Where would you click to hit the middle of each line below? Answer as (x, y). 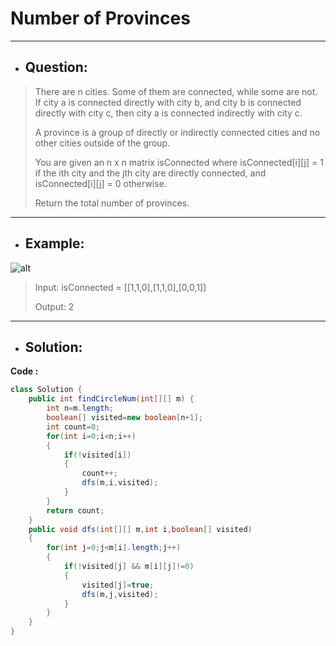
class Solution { (46, 390)
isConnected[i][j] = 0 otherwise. (100, 183)
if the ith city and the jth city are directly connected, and (150, 173)
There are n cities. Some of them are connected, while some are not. (176, 91)
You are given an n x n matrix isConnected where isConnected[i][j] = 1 (179, 162)
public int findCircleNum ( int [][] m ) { (111, 399)
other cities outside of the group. (102, 143)
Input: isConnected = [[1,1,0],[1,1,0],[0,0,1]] (120, 287)
